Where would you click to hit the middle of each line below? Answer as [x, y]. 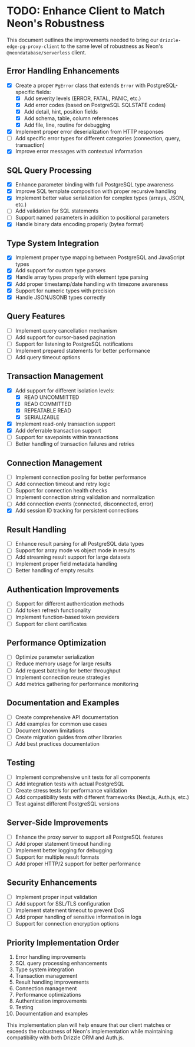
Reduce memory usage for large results [63, 663]
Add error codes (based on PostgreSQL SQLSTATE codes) [95, 105]
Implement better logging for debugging [64, 850]
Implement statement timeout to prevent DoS [70, 910]
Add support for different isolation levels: [65, 390]
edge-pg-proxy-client [33, 46]
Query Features [36, 316]
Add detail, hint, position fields [61, 111]
